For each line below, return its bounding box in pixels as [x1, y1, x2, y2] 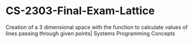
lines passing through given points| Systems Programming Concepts [5, 29, 175, 37]
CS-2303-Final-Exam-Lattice [5, 4, 155, 18]
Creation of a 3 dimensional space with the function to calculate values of [5, 24, 188, 31]
